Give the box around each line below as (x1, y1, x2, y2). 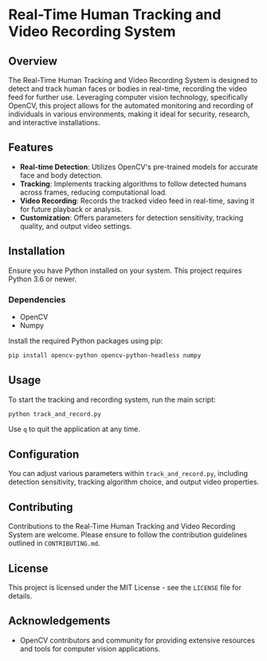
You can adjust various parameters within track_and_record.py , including (8, 469, 249, 478)
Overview (8, 54, 58, 68)
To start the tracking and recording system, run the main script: (8, 395, 217, 404)
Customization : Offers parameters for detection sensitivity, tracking (19, 213, 244, 222)
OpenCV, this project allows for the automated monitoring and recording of (8, 101, 253, 110)
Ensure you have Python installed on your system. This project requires (8, 266, 242, 275)
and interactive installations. (8, 118, 100, 127)
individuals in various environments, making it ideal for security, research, (8, 109, 250, 119)
